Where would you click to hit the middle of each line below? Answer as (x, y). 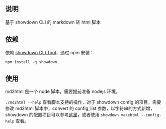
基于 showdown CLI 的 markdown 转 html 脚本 (53, 22)
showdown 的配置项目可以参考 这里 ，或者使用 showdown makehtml (72, 115)
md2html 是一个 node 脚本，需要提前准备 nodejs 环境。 (63, 91)
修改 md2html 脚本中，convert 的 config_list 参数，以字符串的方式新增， (80, 108)
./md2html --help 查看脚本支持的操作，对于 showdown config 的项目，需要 (83, 102)
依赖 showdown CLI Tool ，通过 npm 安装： (50, 52)
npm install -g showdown (31, 62)
